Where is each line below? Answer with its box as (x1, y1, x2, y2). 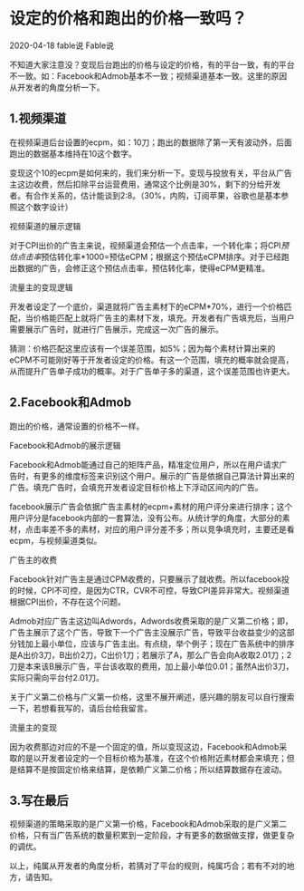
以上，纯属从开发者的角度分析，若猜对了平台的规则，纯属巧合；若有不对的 (9, 860, 287, 871)
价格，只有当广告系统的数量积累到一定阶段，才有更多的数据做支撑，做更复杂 (9, 830, 295, 841)
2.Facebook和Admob (9, 395, 132, 411)
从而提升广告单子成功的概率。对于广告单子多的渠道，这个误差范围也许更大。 (9, 365, 295, 376)
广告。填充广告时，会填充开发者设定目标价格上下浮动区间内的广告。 (9, 481, 263, 492)
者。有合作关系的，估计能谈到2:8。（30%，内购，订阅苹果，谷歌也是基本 (9, 189, 281, 200)
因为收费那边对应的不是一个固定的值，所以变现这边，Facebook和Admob (9, 741, 280, 752)
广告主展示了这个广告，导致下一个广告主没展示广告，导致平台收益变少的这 (9, 626, 287, 637)
